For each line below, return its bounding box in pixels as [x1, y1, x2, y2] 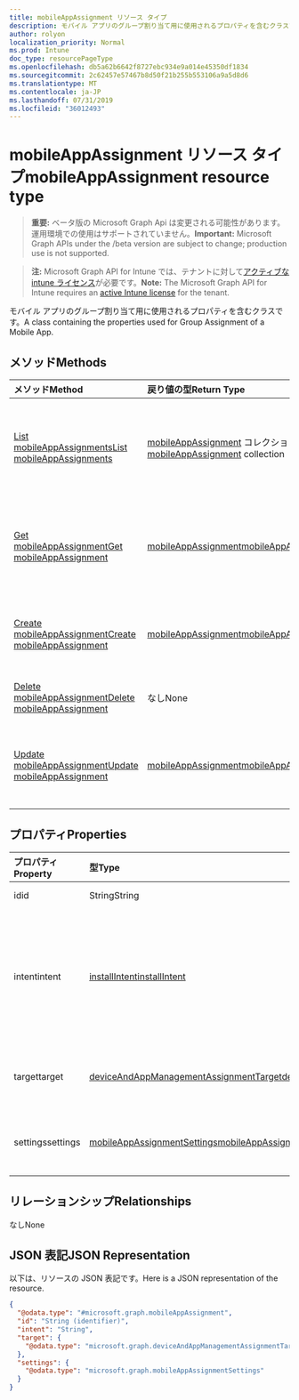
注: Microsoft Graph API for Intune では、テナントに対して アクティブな [30, 266, 290, 277]
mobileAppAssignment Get [13, 540, 123, 552]
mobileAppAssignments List [13, 441, 128, 454]
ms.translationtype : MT [9, 79, 98, 88]
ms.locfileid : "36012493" [9, 104, 105, 113]
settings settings [13, 1136, 81, 1148]
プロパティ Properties [9, 827, 127, 842]
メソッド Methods [9, 355, 107, 370]
